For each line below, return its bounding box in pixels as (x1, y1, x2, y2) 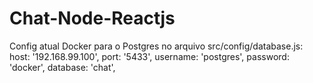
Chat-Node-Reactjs (9, 7, 176, 30)
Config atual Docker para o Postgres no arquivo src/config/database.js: (9, 40, 304, 52)
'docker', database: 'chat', (9, 61, 116, 73)
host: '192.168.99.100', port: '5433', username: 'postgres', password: (9, 50, 290, 62)
